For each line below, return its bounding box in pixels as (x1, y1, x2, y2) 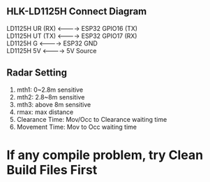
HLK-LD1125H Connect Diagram (6, 6, 147, 17)
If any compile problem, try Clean (6, 147, 204, 163)
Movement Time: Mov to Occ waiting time (16, 122, 137, 131)
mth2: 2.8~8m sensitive (16, 92, 85, 101)
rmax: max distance (16, 108, 74, 116)
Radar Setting (6, 66, 68, 79)
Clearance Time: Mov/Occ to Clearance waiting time (16, 115, 167, 123)
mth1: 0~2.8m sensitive (16, 85, 84, 94)
